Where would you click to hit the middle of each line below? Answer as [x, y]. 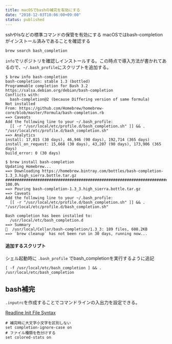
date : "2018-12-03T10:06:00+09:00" [43, 15]
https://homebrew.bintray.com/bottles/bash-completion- [103, 171]
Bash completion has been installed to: [49, 216]
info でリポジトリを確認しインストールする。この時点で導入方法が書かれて [84, 61]
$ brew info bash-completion [36, 77]
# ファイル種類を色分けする [31, 333]
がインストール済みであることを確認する [48, 41]
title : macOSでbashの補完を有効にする [43, 10]
